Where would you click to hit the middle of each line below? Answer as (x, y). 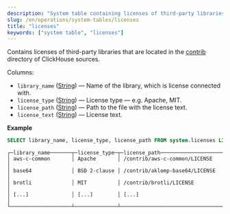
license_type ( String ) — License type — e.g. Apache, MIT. (99, 101)
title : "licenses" (33, 26)
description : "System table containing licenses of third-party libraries (116, 13)
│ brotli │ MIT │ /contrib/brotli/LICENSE (101, 183)
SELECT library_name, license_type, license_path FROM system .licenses (111, 141)
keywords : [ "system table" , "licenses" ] (66, 32)
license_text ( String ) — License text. (69, 115)
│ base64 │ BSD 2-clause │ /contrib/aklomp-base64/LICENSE (111, 171)
